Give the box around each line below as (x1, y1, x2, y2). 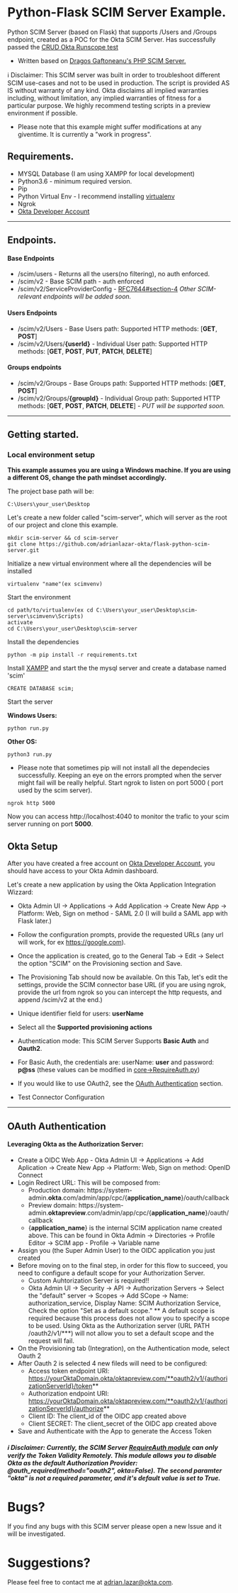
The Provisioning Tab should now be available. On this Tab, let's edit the (17, 973, 228, 981)
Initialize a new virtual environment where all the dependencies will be (7, 559, 212, 568)
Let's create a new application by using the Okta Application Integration (7, 880, 216, 889)
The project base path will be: (7, 487, 94, 496)
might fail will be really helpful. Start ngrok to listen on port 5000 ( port (17, 779, 224, 787)
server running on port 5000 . (7, 820, 93, 828)
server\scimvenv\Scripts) (7, 613, 84, 620)
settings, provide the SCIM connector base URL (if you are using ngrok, (17, 981, 227, 989)
